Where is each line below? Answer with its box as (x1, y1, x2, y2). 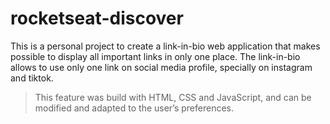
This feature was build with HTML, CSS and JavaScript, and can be (34, 91, 312, 103)
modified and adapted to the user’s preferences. (34, 102, 235, 114)
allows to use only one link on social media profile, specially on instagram (10, 61, 313, 73)
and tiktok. (10, 72, 54, 84)
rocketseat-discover (10, 7, 184, 30)
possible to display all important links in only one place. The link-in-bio (10, 50, 301, 62)
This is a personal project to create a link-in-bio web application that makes (10, 40, 321, 52)
